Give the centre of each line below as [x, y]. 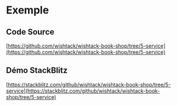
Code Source [30, 32]
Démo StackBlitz [37, 71]
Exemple [27, 10]
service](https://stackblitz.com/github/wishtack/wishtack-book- [83, 91]
